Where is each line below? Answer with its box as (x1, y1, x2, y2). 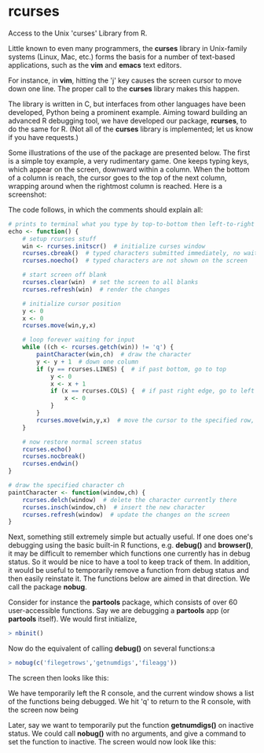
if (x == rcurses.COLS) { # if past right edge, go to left (49, 387, 255, 395)
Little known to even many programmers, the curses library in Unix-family (8, 43, 247, 53)
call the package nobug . (8, 582, 88, 592)
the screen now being (8, 705, 79, 714)
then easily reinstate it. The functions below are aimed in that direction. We (8, 574, 251, 584)
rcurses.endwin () (22, 460, 79, 468)
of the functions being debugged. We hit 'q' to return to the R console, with (8, 697, 251, 707)
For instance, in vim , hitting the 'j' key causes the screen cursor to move (8, 76, 242, 85)
